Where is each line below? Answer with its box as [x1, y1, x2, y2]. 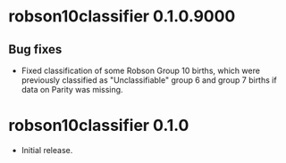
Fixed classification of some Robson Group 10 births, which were [21, 65, 261, 76]
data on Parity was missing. [21, 85, 123, 94]
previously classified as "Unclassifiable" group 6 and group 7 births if [21, 75, 278, 86]
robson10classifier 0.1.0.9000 [8, 6, 236, 27]
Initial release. [21, 144, 73, 155]
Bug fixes [8, 42, 63, 57]
